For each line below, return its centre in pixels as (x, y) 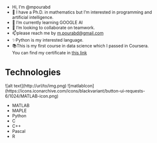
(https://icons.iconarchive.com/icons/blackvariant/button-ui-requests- (75, 91)
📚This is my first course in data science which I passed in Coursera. (80, 46)
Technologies (33, 72)
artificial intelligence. (33, 17)
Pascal (19, 131)
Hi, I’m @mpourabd (31, 7)
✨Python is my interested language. (48, 40)
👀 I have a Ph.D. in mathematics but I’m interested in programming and (82, 12)
